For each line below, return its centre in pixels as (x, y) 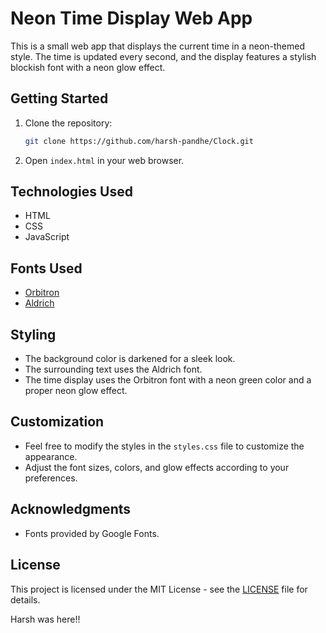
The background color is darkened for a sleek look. (130, 359)
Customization (57, 422)
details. (25, 599)
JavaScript (47, 237)
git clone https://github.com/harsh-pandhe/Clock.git (139, 141)
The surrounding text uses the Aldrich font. (113, 369)
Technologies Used (71, 192)
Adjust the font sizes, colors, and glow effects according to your (157, 467)
